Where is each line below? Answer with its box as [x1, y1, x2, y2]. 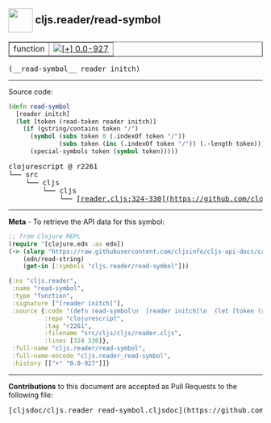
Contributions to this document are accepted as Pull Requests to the [8, 381, 238, 391]
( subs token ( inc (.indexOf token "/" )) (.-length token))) [59, 140, 265, 148]
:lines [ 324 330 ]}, [44, 337, 110, 345]
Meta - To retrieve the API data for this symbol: [8, 217, 165, 226]
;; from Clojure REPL [8, 232, 81, 240]
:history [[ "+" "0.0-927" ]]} [11, 359, 110, 367]
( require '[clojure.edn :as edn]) [8, 239, 125, 248]
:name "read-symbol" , [11, 284, 85, 292]
